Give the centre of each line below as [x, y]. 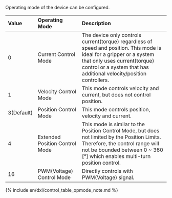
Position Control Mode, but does [121, 131]
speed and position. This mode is [121, 48]
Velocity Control [57, 92]
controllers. [95, 80]
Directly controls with [107, 171]
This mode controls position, [116, 110]
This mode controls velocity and [120, 88]
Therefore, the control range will [121, 143]
